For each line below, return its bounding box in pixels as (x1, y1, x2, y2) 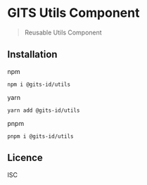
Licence (7, 152, 44, 164)
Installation (7, 49, 58, 60)
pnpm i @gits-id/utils (7, 132, 74, 140)
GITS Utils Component (7, 5, 140, 21)
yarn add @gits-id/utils (7, 107, 80, 114)
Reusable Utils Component (24, 28, 102, 37)
